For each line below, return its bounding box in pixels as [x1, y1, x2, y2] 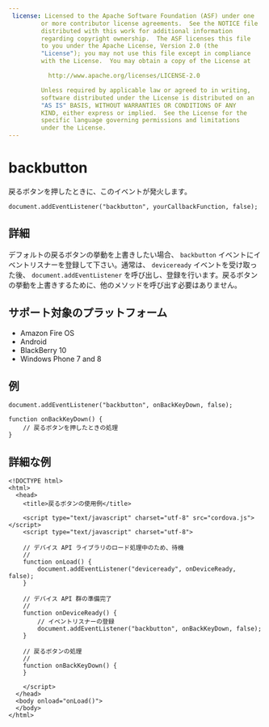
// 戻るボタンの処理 [23, 648, 82, 656]
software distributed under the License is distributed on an [40, 94, 254, 102]
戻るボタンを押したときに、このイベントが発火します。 [8, 186, 192, 196]
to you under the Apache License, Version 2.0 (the [40, 42, 219, 50]
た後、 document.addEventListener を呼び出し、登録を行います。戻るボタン [8, 270, 258, 279]
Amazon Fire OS [19, 328, 75, 338]
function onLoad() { [23, 558, 92, 567]
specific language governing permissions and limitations [40, 117, 241, 125]
